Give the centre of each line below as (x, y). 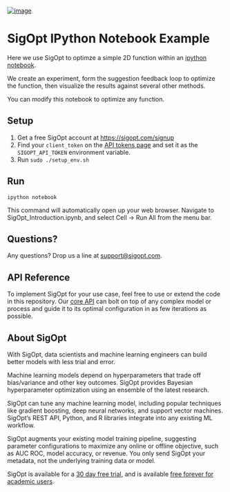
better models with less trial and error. (61, 362)
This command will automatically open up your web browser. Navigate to (111, 210)
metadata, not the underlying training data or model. (82, 461)
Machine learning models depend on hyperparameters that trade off (104, 375)
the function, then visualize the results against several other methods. (106, 86)
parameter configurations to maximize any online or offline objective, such (113, 446)
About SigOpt (37, 338)
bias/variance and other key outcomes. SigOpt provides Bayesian (100, 382)
